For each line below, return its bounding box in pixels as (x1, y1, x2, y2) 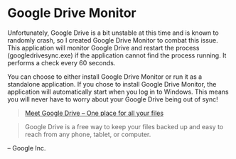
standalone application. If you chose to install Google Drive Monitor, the (7, 79, 217, 88)
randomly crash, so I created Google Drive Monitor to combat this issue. (7, 35, 218, 44)
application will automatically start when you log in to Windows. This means (7, 87, 229, 96)
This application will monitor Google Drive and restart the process (7, 43, 200, 52)
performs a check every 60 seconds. (7, 58, 116, 67)
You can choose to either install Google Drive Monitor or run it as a (7, 72, 203, 81)
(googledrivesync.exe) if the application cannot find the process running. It (7, 51, 227, 60)
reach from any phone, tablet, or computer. (24, 130, 151, 138)
